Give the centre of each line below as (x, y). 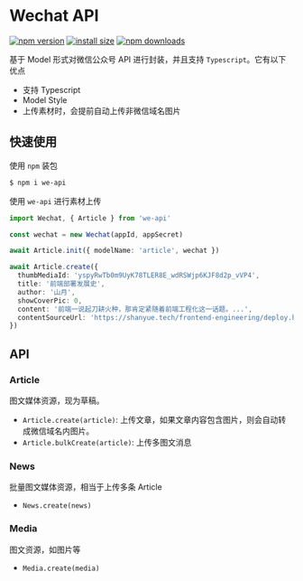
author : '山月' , (46, 292)
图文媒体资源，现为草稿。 (57, 400)
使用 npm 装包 (34, 165)
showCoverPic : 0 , (50, 300)
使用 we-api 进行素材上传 (55, 201)
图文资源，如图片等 (45, 549)
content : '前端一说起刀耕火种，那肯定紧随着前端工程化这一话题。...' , (135, 309)
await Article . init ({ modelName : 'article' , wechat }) (115, 251)
